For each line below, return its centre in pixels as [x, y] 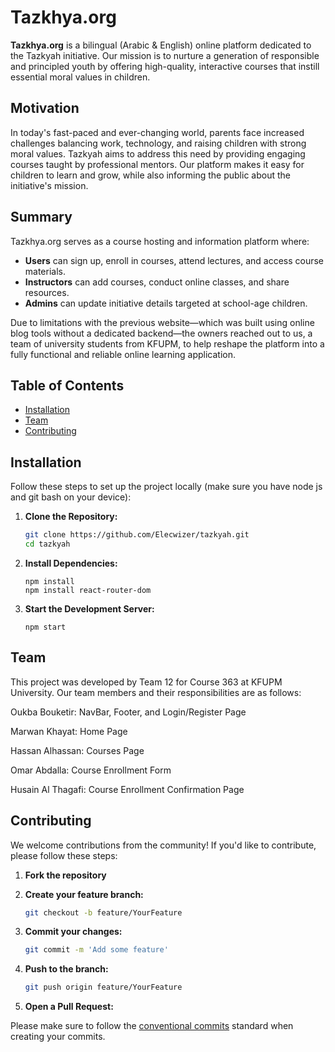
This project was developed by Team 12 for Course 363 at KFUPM [146, 682]
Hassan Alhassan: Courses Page [77, 750]
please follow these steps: [64, 855]
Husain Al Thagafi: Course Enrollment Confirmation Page [127, 789]
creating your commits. [58, 1037]
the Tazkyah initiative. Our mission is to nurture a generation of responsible [165, 55]
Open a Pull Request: [69, 1007]
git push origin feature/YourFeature [103, 987]
